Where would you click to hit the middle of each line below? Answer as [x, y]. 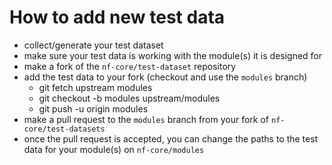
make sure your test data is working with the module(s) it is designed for [173, 55]
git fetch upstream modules [95, 87]
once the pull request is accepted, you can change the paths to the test [171, 138]
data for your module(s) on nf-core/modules [114, 149]
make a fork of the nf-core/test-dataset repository [130, 66]
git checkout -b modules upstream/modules [129, 98]
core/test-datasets [64, 129]
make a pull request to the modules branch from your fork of [146, 119]
